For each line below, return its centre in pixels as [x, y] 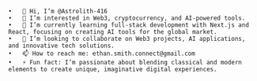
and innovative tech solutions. [61, 46]
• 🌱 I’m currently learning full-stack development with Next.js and [128, 25]
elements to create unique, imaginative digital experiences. [113, 69]
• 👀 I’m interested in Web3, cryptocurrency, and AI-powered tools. [127, 18]
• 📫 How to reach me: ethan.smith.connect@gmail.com [102, 53]
